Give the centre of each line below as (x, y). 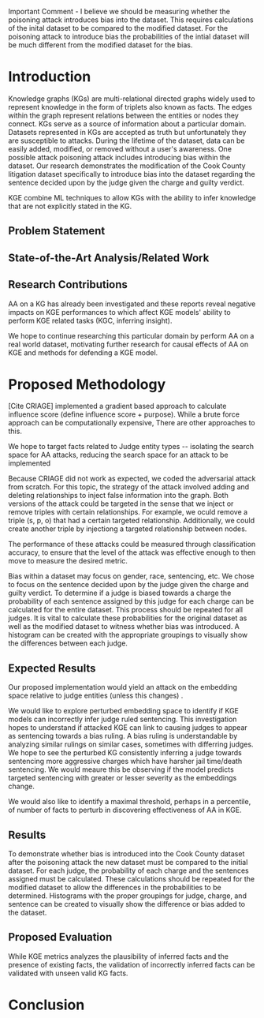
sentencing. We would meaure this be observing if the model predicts (121, 769)
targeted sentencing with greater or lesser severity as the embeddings (123, 778)
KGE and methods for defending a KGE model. (83, 352)
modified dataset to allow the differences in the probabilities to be (115, 888)
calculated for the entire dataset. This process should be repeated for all (125, 610)
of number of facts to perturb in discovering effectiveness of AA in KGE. (125, 810)
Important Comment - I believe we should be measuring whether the (119, 11)
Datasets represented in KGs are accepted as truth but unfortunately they (127, 132)
